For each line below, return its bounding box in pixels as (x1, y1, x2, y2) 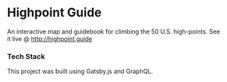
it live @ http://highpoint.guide (7, 34, 92, 42)
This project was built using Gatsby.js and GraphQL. (7, 67, 154, 76)
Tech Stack (7, 51, 46, 61)
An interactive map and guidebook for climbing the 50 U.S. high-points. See (7, 27, 221, 36)
